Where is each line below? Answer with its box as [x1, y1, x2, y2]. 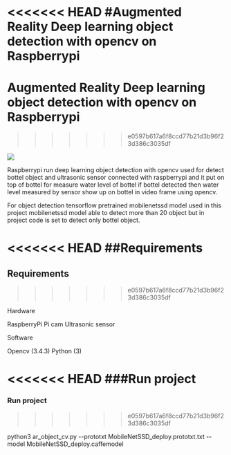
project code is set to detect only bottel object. [7, 216, 140, 225]
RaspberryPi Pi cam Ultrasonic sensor [7, 320, 115, 328]
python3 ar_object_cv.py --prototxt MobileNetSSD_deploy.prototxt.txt [7, 432, 205, 440]
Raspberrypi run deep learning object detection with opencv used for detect [7, 166, 225, 174]
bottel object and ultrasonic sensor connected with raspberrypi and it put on [7, 174, 225, 182]
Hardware [7, 307, 36, 315]
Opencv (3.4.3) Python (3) [7, 347, 82, 355]
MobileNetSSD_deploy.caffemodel [26, 440, 124, 448]
